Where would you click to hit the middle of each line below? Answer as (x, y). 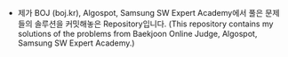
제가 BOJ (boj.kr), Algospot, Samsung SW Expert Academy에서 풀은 (140, 13)
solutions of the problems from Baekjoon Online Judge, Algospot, (137, 34)
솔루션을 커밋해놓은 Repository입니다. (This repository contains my (154, 24)
